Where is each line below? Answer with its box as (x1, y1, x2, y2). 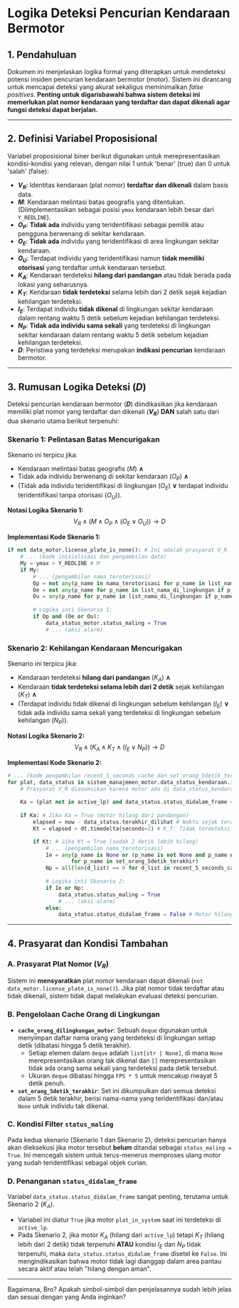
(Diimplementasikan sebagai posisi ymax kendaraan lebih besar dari (17, 205, 215, 213)
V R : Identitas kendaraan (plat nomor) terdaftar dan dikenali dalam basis (17, 181, 229, 191)
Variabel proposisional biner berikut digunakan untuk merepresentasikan (7, 151, 221, 160)
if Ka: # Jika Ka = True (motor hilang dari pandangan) (20, 812, 190, 819)
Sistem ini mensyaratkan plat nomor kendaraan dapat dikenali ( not (7, 976, 204, 985)
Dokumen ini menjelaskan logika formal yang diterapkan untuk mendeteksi (7, 68, 226, 76)
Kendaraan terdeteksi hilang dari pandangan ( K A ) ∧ (17, 673, 171, 683)
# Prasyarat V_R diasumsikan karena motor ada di (20, 785, 171, 793)
